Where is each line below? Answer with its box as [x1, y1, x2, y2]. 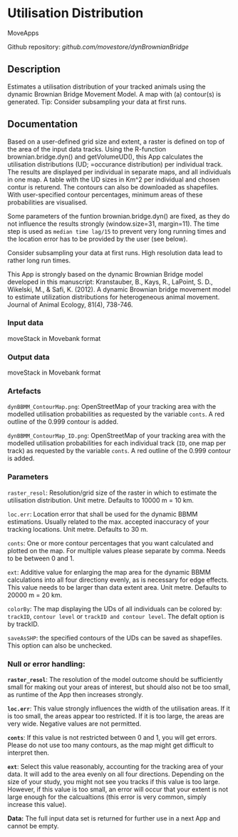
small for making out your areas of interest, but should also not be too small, [7, 683, 231, 691]
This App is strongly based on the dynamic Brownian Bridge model [7, 269, 203, 278]
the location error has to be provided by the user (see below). [7, 234, 188, 243]
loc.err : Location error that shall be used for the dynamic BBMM [7, 510, 198, 518]
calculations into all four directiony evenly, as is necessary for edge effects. [7, 575, 229, 584]
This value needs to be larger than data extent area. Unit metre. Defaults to [7, 583, 227, 591]
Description [7, 63, 61, 76]
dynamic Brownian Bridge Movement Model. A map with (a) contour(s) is [7, 89, 222, 98]
